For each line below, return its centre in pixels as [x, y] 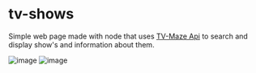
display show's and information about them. [82, 44]
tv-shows [41, 14]
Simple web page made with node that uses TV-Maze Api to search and [128, 36]
